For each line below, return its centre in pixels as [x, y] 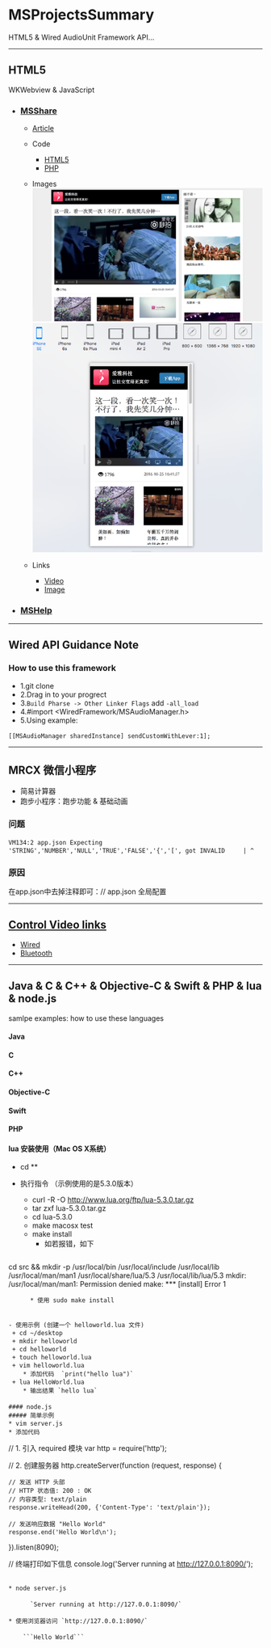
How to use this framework [63, 668]
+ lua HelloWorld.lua [48, 1382]
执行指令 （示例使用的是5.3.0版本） [79, 1184]
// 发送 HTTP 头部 [37, 1482]
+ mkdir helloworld [45, 1342]
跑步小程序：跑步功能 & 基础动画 [74, 801]
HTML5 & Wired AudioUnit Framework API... [81, 37]
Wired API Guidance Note [74, 645]
